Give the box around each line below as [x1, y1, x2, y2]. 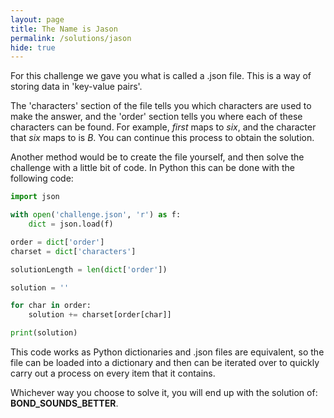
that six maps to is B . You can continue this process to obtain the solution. [10, 132, 315, 144]
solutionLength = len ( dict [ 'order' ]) [10, 264, 168, 275]
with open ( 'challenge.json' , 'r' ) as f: [10, 210, 182, 220]
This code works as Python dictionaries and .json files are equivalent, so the [10, 346, 325, 358]
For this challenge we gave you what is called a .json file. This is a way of [10, 70, 312, 82]
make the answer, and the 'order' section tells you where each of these [10, 111, 303, 123]
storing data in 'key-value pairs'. [10, 81, 143, 93]
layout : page [10, 14, 65, 25]
